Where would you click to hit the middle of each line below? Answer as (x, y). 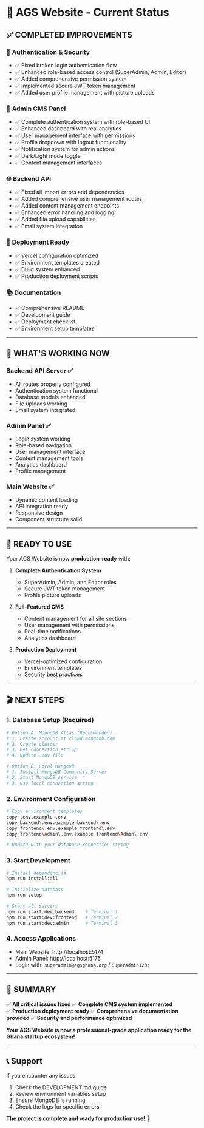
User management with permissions (69, 625)
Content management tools (49, 458)
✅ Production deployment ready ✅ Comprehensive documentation (93, 1011)
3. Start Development (39, 860)
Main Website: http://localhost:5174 (59, 951)
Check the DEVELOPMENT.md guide (61, 1087)
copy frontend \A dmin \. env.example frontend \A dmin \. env (77, 834)
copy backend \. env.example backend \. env (58, 822)
